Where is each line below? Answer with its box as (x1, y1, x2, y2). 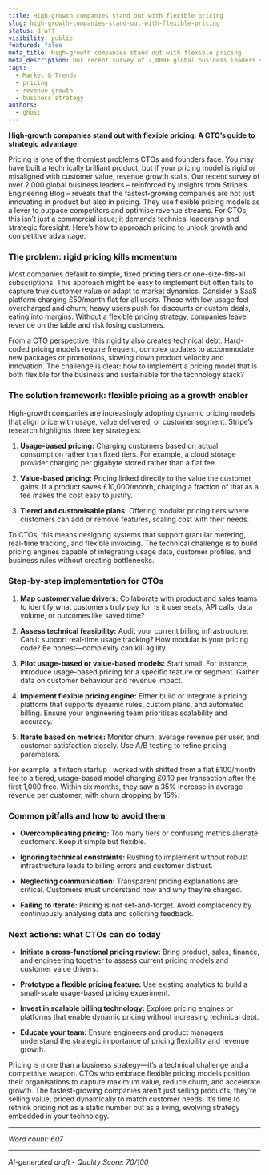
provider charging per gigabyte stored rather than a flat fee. (19, 457, 218, 467)
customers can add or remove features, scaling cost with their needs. (19, 514, 250, 524)
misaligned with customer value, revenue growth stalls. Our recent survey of (8, 171, 260, 181)
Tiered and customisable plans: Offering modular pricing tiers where (19, 505, 250, 515)
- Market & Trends (15, 71, 78, 79)
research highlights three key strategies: (8, 425, 142, 435)
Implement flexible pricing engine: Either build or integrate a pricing (19, 690, 247, 701)
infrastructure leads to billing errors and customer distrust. (19, 861, 214, 871)
